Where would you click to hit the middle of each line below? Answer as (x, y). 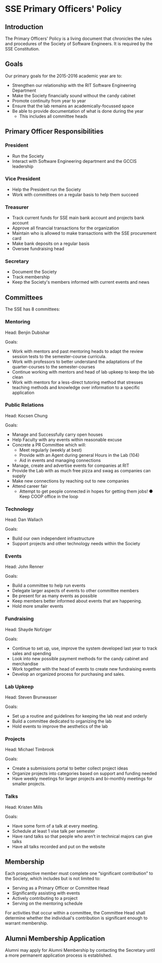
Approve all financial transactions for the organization (65, 228)
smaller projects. (29, 784)
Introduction (24, 27)
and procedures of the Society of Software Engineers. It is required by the (79, 44)
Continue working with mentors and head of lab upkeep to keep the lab (83, 372)
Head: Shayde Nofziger (28, 629)
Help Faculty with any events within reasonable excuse (67, 439)
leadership (23, 166)
